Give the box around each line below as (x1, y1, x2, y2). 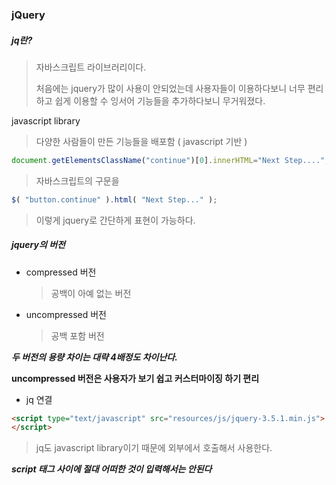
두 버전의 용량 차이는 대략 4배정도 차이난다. (11, 351, 178, 363)
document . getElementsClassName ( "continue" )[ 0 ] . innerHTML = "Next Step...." (11, 155, 326, 165)
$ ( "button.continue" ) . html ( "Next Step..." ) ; (11, 194, 218, 205)
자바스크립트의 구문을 (35, 174, 120, 187)
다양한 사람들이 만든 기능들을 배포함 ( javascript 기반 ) (35, 135, 248, 147)
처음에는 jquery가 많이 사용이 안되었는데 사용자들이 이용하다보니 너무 (35, 82, 306, 94)
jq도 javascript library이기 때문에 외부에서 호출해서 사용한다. (35, 442, 273, 454)
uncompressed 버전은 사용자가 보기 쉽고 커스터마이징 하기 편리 (11, 372, 260, 384)
